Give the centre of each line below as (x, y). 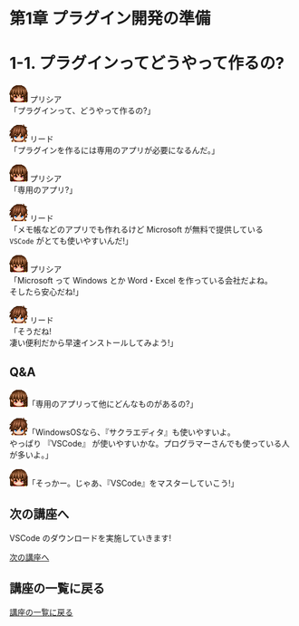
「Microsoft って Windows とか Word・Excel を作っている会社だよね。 (141, 281)
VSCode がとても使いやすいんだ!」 (71, 241)
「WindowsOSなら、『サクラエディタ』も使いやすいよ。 (131, 432)
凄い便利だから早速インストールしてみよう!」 (94, 343)
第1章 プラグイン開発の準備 (110, 19)
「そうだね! (31, 332)
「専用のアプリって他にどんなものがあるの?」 (113, 403)
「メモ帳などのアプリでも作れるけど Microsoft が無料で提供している (136, 230)
